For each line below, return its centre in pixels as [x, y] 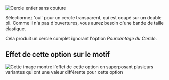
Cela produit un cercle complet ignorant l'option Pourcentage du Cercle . [81, 38]
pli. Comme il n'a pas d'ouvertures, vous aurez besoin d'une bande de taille [85, 23]
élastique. [16, 29]
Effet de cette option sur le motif [58, 54]
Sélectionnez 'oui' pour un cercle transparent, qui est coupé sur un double [83, 18]
